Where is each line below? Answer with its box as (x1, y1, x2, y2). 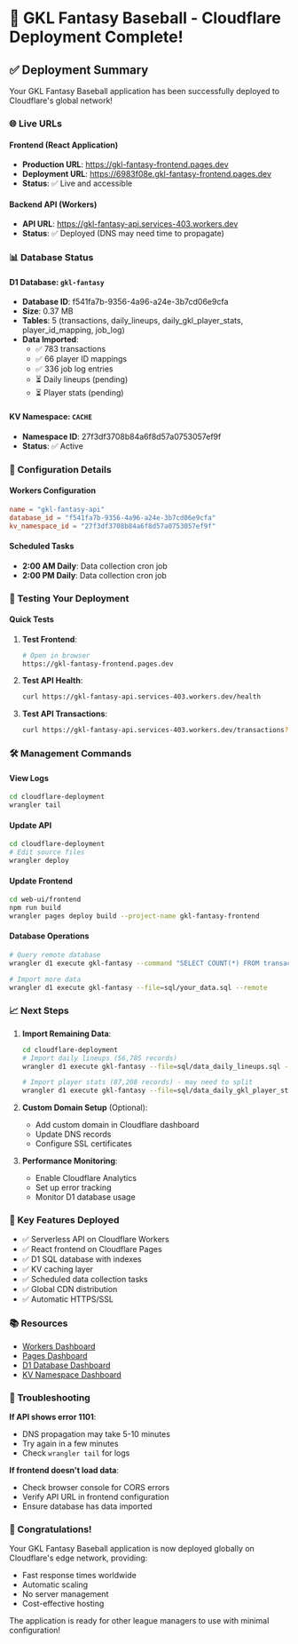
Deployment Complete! (9, 27, 184, 47)
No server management (21, 1589, 109, 1600)
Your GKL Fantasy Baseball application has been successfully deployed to (9, 86, 280, 96)
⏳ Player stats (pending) (35, 387, 124, 398)
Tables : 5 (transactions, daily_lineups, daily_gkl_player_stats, (21, 315, 244, 326)
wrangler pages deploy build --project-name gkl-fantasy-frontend (9, 911, 260, 921)
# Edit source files (9, 848, 86, 857)
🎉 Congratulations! (9, 1523, 92, 1536)
